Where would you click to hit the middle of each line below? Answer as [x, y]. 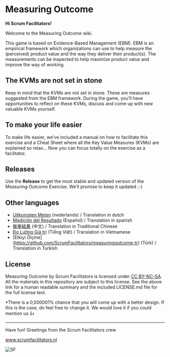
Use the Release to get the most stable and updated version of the [75, 182]
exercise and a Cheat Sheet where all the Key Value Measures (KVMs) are [82, 142]
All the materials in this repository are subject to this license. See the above [83, 282]
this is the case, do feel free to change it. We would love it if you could [78, 308]
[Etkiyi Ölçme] [27, 237]
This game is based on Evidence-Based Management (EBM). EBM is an [80, 43]
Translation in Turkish [35, 248]
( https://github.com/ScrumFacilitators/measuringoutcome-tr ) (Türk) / [84, 243]
